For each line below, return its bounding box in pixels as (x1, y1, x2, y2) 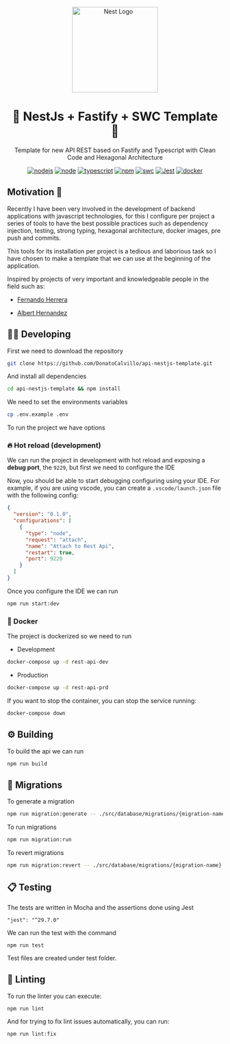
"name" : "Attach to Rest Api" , (25, 543, 115, 549)
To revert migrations (7, 849, 64, 857)
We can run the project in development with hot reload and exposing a (7, 456, 205, 464)
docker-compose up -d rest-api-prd (7, 684, 109, 691)
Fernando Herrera (16, 295, 68, 303)
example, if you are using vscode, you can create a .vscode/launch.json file (7, 484, 221, 493)
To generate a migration (7, 797, 75, 806)
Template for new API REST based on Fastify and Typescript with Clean (14, 146, 216, 154)
